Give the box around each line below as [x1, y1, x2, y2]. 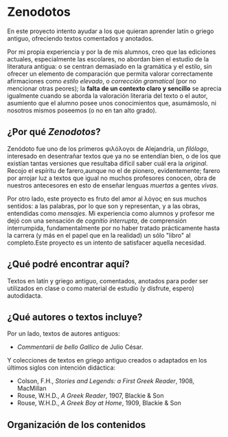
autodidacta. [7, 291, 43, 300]
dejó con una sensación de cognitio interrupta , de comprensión [7, 216, 187, 225]
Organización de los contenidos [7, 418, 146, 431]
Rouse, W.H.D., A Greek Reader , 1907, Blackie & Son [16, 392, 164, 400]
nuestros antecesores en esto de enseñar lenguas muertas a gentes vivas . [7, 181, 218, 190]
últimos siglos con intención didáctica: [7, 363, 115, 372]
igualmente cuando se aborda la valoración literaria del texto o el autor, [7, 91, 208, 100]
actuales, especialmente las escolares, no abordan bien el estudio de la [7, 54, 209, 63]
